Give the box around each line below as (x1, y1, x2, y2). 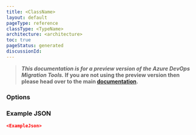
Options (6, 93, 30, 101)
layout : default (6, 15, 47, 21)
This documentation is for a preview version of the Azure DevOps (21, 65, 190, 72)
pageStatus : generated (6, 43, 64, 49)
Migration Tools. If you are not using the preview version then (21, 71, 180, 79)
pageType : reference (6, 20, 59, 26)
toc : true (6, 37, 32, 43)
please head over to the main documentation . (21, 77, 138, 85)
